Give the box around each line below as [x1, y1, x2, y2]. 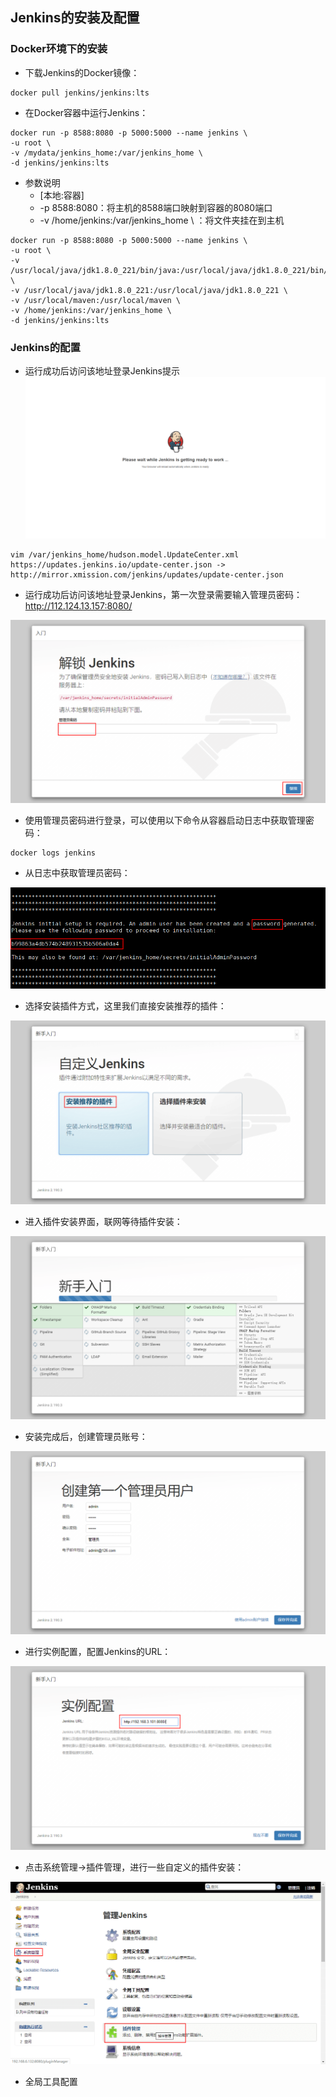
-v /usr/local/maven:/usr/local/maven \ [10, 295, 182, 305]
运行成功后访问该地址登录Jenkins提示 [24, 364, 180, 377]
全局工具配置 [24, 2075, 78, 2087]
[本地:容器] [39, 189, 85, 201]
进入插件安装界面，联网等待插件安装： [24, 1215, 183, 1227]
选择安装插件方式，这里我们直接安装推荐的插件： [24, 1000, 227, 1012]
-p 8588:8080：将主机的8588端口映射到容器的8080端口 [39, 201, 273, 213]
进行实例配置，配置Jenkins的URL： [24, 1646, 172, 1658]
